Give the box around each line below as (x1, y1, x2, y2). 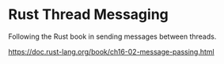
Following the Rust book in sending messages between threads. (8, 32, 217, 41)
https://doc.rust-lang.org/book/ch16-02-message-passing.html (8, 47, 215, 56)
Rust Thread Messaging (8, 6, 169, 24)
